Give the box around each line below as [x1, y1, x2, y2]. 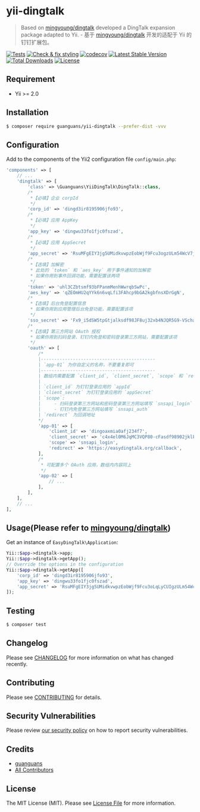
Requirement [6, 74, 55, 84]
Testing [6, 606, 35, 616]
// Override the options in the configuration [6, 561, 124, 567]
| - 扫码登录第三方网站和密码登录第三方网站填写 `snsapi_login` [37, 401, 193, 407]
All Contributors [14, 767, 54, 774]
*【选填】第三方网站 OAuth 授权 [30, 328, 101, 334]
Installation [6, 108, 49, 118]
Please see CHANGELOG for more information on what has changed [6, 654, 174, 661]
